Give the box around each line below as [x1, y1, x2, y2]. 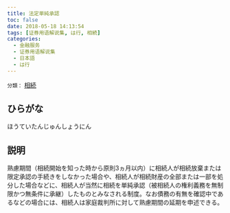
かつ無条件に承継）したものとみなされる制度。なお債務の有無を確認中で [12, 190, 218, 198]
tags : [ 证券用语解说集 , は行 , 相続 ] [7, 29, 101, 36]
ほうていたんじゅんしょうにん [7, 122, 91, 131]
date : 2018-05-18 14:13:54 [7, 23, 84, 30]
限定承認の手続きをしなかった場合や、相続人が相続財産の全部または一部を [7, 172, 218, 181]
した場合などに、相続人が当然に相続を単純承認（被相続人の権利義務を [12, 181, 211, 190]
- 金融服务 [13, 42, 41, 49]
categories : [7, 36, 41, 43]
